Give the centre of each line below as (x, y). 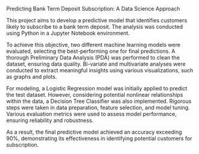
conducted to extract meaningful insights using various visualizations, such (100, 70)
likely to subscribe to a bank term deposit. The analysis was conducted (94, 27)
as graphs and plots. (32, 77)
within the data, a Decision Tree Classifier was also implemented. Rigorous (99, 101)
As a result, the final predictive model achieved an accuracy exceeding (94, 132)
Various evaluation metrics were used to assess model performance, (91, 114)
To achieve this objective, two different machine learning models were (93, 45)
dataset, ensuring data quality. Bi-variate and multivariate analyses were (96, 64)
